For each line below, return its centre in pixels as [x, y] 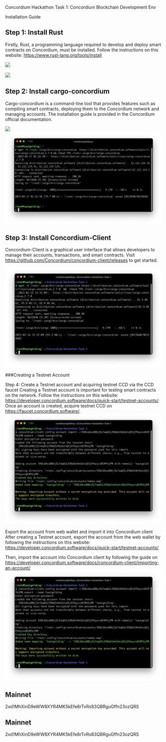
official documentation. [29, 119]
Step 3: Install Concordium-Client [58, 238]
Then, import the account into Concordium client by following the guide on [81, 557]
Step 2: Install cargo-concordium [57, 92]
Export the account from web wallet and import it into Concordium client [79, 532]
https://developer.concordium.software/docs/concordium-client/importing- [82, 562]
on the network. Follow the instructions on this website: [62, 395]
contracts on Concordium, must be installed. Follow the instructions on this [82, 50]
